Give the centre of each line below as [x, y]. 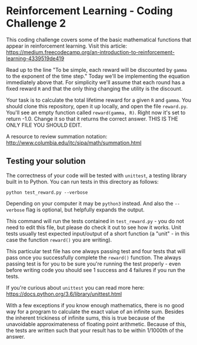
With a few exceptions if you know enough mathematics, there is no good [95, 305]
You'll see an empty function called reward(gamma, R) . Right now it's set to [96, 112]
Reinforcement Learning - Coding [90, 11]
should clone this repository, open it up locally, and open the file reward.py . [97, 106]
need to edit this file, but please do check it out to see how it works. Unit [94, 227]
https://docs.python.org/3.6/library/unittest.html [64, 294]
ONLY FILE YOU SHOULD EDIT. [44, 125]
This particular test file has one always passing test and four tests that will [96, 251]
